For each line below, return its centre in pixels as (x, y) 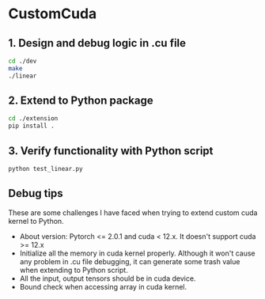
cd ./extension (33, 119)
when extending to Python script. (74, 270)
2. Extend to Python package (81, 101)
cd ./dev (23, 61)
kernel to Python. (36, 221)
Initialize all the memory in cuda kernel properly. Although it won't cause (137, 253)
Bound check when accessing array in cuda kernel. (103, 286)
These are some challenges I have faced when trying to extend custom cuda (133, 212)
